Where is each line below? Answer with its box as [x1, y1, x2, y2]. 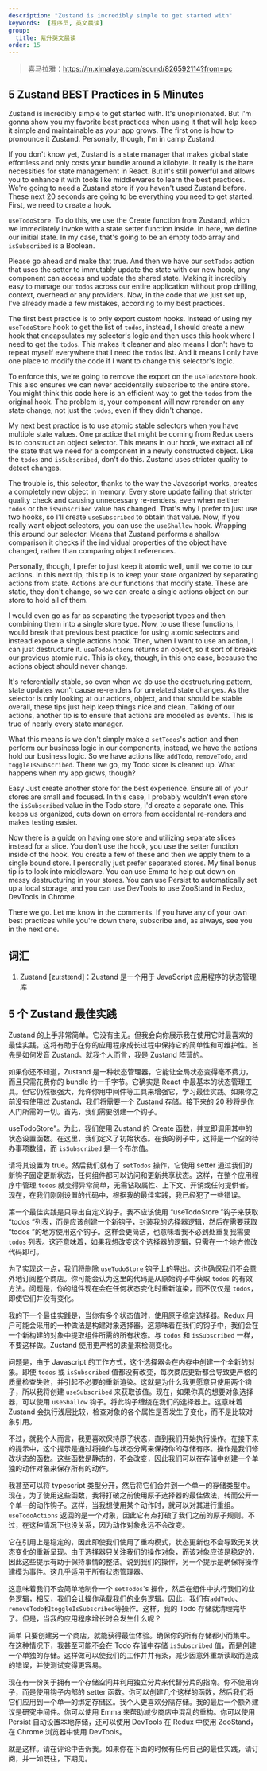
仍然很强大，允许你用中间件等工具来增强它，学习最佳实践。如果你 [35, 1086, 252, 1096]
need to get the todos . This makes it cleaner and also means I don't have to [8, 339, 254, 348]
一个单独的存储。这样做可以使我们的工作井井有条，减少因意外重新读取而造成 [8, 1650, 259, 1660]
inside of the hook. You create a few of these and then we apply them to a [8, 849, 250, 859]
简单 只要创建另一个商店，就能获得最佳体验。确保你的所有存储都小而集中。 [8, 1630, 254, 1640]
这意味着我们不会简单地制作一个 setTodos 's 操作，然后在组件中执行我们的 [8, 1583, 249, 1593]
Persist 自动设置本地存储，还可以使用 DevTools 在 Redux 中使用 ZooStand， [8, 1717, 257, 1726]
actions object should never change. [8, 661, 128, 670]
